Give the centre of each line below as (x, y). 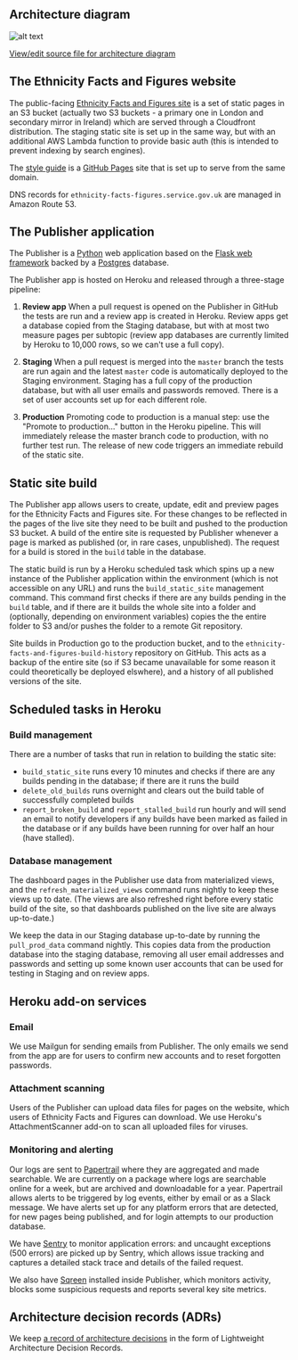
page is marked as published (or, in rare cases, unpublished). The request (145, 542)
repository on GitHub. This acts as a (201, 653)
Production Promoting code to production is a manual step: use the (145, 417)
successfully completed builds (78, 800)
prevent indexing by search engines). (77, 150)
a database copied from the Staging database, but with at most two (145, 326)
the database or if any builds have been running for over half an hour (148, 828)
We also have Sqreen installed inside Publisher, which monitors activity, (140, 1280)
